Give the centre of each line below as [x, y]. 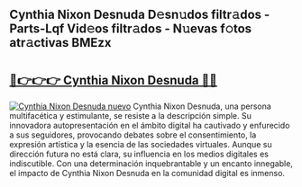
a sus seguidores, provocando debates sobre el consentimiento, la [133, 135]
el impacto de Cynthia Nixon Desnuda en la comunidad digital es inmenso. [147, 173]
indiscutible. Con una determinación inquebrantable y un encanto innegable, [151, 164]
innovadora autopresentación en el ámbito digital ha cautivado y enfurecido [150, 125]
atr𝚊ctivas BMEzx [60, 43]
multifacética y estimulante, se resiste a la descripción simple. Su [131, 116]
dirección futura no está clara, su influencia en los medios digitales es [139, 154]
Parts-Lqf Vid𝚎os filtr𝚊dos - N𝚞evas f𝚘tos [131, 29]
